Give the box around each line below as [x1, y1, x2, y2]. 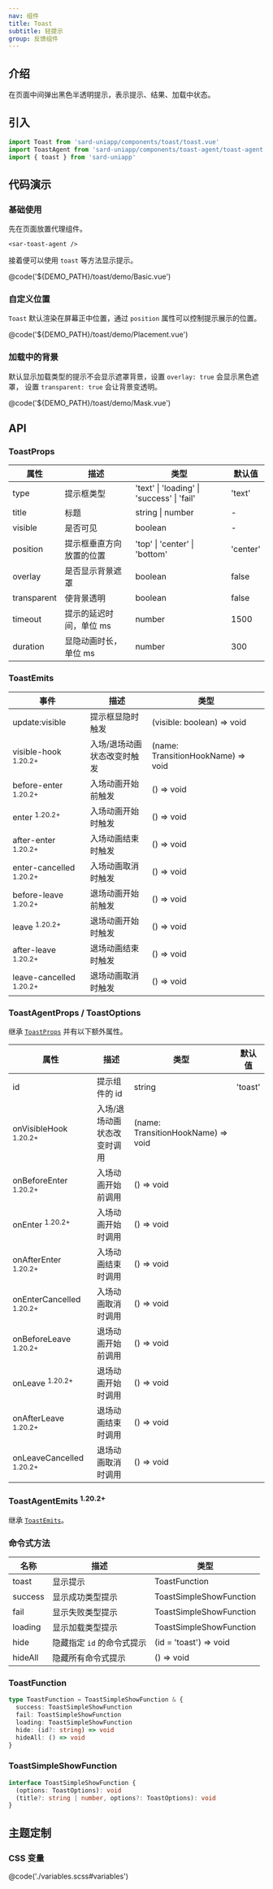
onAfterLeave [12, 1413, 65, 1424]
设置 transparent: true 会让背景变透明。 [24, 381, 162, 391]
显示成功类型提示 [52, 1592, 118, 1603]
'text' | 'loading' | [135, 483, 201, 494]
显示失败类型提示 [52, 1607, 118, 1618]
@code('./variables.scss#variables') [8, 1871, 128, 1882]
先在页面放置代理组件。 [8, 224, 87, 234]
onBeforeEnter [12, 1175, 68, 1187]
